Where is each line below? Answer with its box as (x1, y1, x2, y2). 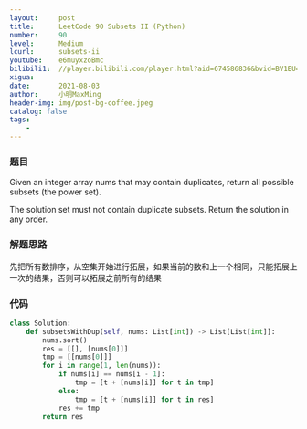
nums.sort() (42, 335, 89, 345)
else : (58, 386, 79, 395)
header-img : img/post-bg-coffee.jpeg (9, 98, 153, 108)
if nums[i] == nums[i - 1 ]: (58, 370, 166, 379)
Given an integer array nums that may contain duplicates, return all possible (9, 177, 294, 188)
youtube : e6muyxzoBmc (9, 56, 104, 65)
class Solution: (9, 319, 71, 328)
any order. (9, 214, 48, 225)
